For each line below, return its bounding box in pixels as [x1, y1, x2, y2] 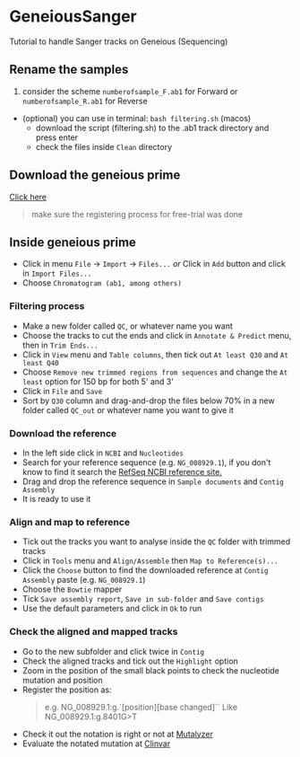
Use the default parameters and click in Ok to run [21, 603, 202, 614]
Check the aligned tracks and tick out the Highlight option [21, 656, 239, 666]
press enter [35, 132, 79, 143]
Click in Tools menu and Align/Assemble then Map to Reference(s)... [21, 555, 279, 567]
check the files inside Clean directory [35, 141, 173, 152]
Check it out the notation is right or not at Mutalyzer [21, 728, 213, 739]
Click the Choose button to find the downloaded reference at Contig [21, 565, 269, 576]
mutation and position [21, 674, 103, 685]
